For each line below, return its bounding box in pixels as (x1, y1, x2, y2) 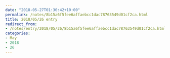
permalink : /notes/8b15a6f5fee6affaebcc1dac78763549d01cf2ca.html (5, 12, 148, 17)
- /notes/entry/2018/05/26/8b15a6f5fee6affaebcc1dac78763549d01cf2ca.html (5, 26, 166, 31)
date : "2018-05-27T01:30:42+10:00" (5, 7, 80, 13)
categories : (5, 31, 30, 36)
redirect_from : (5, 21, 37, 27)
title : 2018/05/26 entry (5, 17, 58, 22)
